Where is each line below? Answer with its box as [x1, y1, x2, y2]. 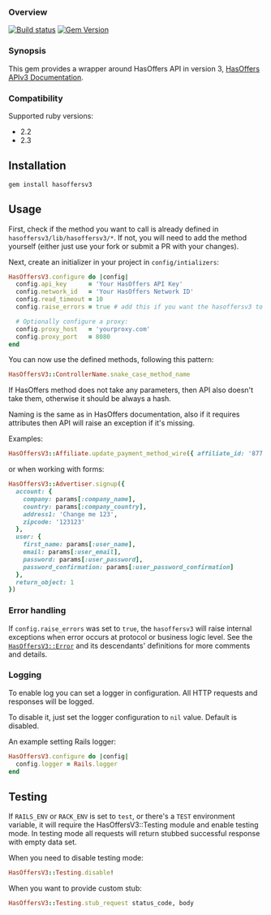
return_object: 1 [15, 578, 75, 586]
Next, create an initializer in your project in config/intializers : [8, 257, 219, 266]
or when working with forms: [8, 464, 105, 474]
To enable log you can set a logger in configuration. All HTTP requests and [8, 688, 258, 697]
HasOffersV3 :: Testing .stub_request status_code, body [8, 900, 195, 908]
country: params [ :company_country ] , [23, 503, 148, 511]
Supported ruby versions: [8, 110, 93, 120]
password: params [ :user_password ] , [23, 555, 144, 563]
